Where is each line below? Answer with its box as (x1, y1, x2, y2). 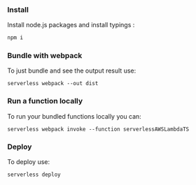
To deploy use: (7, 158, 50, 166)
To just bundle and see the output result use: (7, 66, 136, 75)
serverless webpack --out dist (7, 80, 99, 87)
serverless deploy (7, 171, 61, 179)
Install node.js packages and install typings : (7, 21, 135, 29)
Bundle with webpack (7, 51, 83, 61)
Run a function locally (7, 96, 83, 106)
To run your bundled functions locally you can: (7, 112, 141, 120)
